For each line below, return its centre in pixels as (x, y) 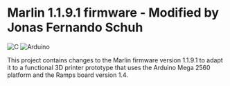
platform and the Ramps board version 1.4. (68, 75)
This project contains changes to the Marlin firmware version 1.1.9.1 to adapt (115, 60)
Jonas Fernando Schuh (75, 27)
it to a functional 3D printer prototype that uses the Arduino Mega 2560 (109, 67)
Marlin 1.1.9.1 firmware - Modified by (113, 13)
